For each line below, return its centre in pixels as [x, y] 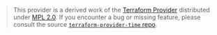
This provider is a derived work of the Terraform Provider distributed [111, 10]
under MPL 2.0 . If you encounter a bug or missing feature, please [107, 17]
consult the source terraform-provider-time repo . [85, 24]
